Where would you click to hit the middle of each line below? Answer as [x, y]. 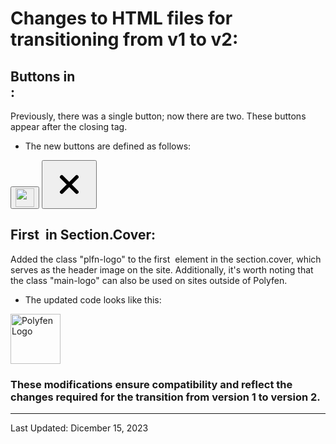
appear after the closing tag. [69, 126]
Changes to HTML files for [121, 18]
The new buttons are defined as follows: [108, 146]
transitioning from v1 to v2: [124, 39]
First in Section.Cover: [83, 235]
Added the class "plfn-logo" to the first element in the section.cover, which [166, 259]
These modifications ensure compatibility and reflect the [151, 384]
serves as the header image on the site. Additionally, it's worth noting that [162, 269]
